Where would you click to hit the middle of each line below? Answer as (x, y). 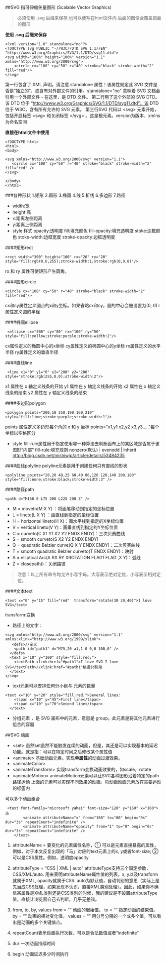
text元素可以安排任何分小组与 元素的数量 (54, 686)
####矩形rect (19, 247)
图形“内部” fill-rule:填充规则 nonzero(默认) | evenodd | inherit (74, 450)
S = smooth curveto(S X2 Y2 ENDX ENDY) (55, 539)
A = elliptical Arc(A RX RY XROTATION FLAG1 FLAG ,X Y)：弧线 (77, 557)
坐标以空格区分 (20, 433)
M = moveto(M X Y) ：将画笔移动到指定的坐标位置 (63, 509)
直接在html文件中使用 (27, 132)
